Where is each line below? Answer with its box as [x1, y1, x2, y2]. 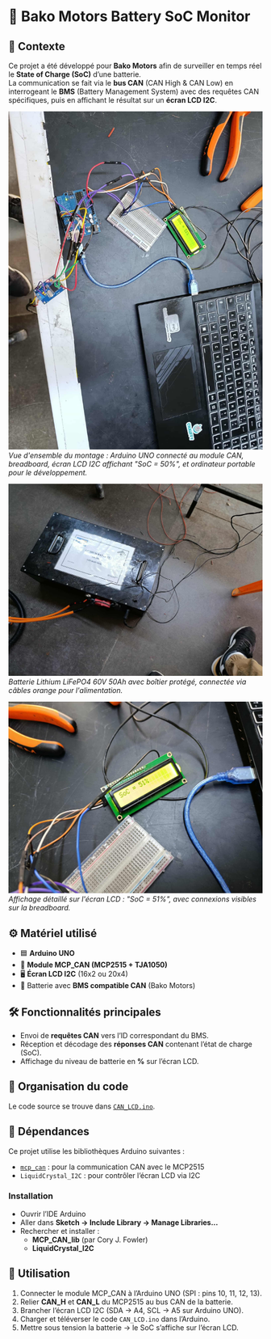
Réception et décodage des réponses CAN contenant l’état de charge [19, 1039, 252, 1049]
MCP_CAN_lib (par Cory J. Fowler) [31, 1235, 148, 1244]
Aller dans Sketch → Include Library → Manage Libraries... [19, 1217, 219, 1227]
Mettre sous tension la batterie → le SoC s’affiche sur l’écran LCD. [19, 1322, 240, 1333]
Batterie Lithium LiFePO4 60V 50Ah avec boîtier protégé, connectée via [8, 677, 247, 686]
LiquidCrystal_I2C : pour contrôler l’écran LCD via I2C [19, 1170, 201, 1180]
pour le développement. [8, 468, 88, 478]
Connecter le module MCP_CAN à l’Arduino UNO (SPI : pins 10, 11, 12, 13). [19, 1288, 262, 1298]
